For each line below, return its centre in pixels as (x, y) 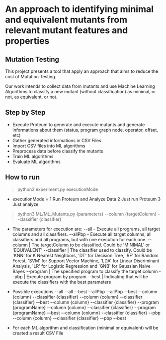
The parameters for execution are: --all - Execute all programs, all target (86, 229)
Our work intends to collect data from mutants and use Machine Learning (80, 86)
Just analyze (25, 204)
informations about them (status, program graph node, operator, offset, (85, 130)
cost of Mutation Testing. (31, 77)
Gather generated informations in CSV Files (57, 140)
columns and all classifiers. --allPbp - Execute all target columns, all (82, 234)
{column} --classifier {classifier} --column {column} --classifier (77, 297)
